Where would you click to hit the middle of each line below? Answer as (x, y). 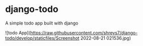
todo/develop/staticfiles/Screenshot (42, 38)
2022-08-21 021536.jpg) (106, 38)
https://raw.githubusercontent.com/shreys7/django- (84, 32)
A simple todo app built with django (42, 23)
